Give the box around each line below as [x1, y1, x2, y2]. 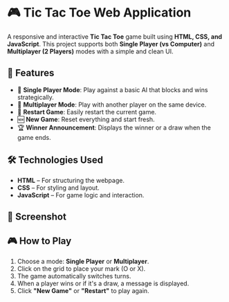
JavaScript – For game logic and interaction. [17, 190, 145, 199]
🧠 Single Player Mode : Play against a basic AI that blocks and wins [17, 85, 208, 94]
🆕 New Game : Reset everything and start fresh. [17, 115, 155, 123]
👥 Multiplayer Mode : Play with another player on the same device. [17, 100, 207, 109]
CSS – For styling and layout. [17, 184, 100, 192]
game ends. [17, 133, 52, 141]
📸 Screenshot [7, 211, 67, 222]
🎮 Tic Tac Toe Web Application [7, 5, 192, 21]
